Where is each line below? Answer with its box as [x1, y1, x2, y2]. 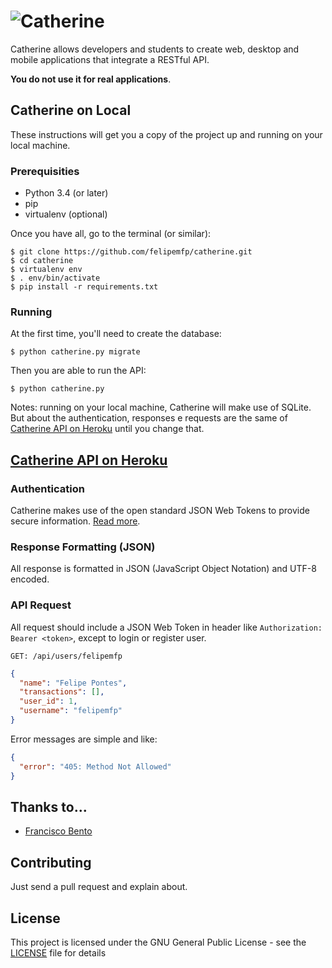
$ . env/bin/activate [10, 273, 101, 284]
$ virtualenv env [10, 265, 83, 275]
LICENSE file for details [10, 946, 107, 959]
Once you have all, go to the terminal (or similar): [10, 228, 212, 240]
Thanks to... [10, 798, 88, 815]
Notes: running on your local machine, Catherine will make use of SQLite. [10, 401, 312, 414]
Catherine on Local [10, 102, 132, 119]
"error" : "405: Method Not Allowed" [19, 761, 172, 772]
